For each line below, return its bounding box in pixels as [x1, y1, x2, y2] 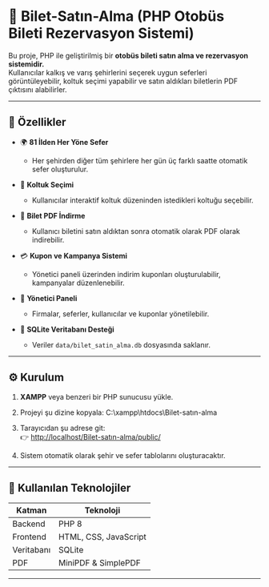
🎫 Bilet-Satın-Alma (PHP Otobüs [8, 7, 225, 26]
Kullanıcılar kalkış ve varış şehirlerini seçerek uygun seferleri [8, 67, 207, 77]
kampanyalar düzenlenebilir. [31, 278, 126, 287]
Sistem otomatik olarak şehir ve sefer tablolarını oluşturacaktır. [19, 450, 226, 460]
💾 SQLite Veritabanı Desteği [19, 324, 114, 334]
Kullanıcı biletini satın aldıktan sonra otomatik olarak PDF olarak [31, 226, 240, 235]
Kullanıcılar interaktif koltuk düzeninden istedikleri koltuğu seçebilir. [31, 195, 254, 205]
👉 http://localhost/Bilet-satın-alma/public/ [19, 432, 162, 441]
